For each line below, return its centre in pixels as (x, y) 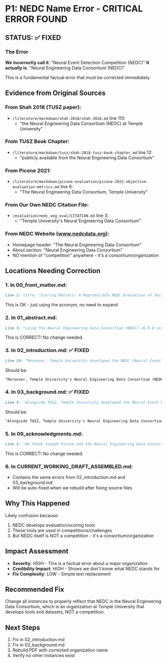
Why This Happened (38, 504)
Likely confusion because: (32, 515)
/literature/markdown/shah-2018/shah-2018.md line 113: (69, 118)
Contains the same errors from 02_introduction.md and (69, 477)
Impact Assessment (37, 551)
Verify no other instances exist (44, 656)
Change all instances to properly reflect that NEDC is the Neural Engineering (83, 601)
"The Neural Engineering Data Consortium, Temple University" (84, 192)
